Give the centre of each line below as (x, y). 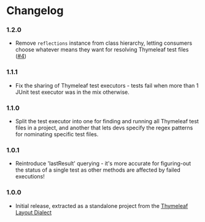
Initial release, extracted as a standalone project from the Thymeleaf (102, 205)
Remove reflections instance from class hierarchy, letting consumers (103, 43)
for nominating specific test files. (57, 134)
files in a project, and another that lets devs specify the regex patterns (104, 128)
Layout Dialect (33, 212)
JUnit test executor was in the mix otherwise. (72, 92)
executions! (30, 177)
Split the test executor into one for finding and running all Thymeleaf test (107, 121)
